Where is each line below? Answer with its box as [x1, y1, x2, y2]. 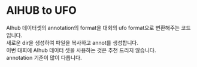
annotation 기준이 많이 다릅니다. [6, 54, 82, 61]
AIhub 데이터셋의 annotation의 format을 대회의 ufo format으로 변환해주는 [6, 24, 180, 31]
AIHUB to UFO [6, 4, 77, 17]
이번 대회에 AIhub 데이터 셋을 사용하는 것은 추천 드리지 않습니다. [6, 46, 157, 54]
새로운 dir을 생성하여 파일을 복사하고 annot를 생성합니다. [6, 39, 139, 46]
